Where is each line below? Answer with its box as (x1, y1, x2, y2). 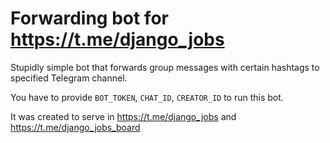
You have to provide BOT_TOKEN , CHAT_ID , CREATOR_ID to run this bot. (10, 91, 284, 103)
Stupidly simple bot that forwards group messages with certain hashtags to (10, 61, 320, 73)
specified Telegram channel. (10, 72, 128, 84)
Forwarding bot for (10, 7, 169, 30)
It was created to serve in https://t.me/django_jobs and (10, 110, 237, 122)
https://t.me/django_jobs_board (10, 121, 141, 133)
